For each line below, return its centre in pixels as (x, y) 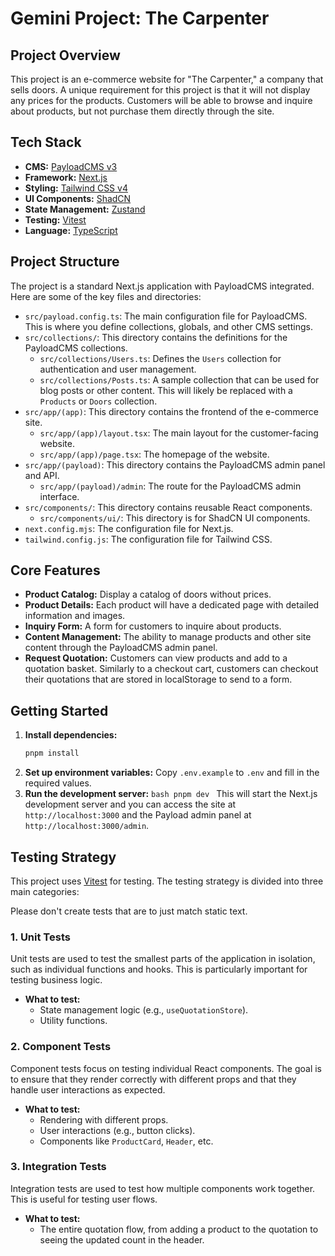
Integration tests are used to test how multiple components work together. (163, 1188)
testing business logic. (56, 980)
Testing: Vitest (55, 219)
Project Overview (65, 55)
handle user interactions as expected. (88, 1089)
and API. (42, 475)
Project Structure (65, 262)
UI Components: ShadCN (78, 198)
